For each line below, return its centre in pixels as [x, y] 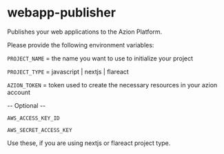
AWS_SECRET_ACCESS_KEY [40, 130]
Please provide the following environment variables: [81, 45]
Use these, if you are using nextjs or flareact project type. [89, 143]
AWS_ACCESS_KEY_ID [33, 118]
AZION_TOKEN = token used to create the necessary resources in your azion [112, 85]
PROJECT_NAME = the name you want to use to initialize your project [100, 58]
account [19, 92]
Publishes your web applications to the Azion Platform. [85, 32]
